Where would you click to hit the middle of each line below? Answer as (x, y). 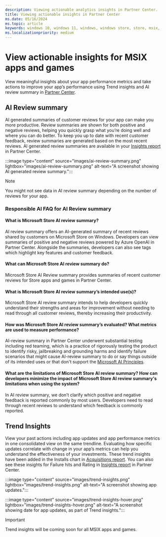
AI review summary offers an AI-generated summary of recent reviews (77, 232)
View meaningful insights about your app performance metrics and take (78, 81)
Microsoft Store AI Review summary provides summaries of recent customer (83, 275)
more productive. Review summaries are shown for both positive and (75, 125)
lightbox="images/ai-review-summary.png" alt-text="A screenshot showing (82, 166)
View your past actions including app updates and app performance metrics (83, 438)
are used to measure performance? (42, 330)
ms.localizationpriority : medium (40, 33)
